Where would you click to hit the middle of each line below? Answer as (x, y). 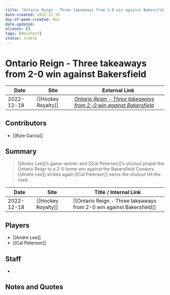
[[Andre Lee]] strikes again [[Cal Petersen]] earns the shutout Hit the (89, 174)
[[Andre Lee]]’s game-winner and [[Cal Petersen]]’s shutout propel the (91, 163)
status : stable (21, 39)
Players (17, 225)
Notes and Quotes (34, 287)
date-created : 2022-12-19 (32, 15)
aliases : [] (18, 29)
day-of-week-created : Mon (32, 19)
